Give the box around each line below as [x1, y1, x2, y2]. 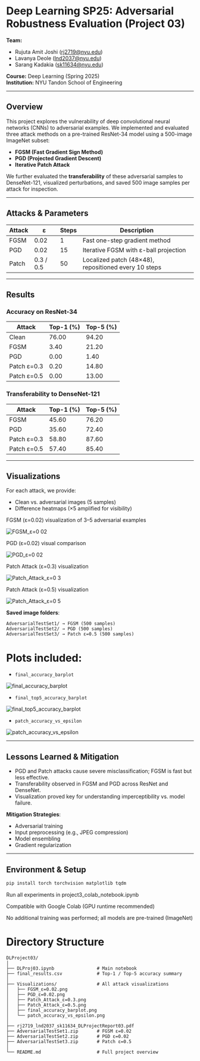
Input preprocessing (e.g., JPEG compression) [14, 829, 129, 836]
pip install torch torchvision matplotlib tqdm [6, 880, 127, 886]
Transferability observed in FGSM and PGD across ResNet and [14, 780, 168, 787]
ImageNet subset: [6, 136, 50, 144]
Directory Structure [6, 935, 105, 949]
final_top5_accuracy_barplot [14, 695, 87, 701]
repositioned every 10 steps [82, 263, 162, 271]
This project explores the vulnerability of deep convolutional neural [6, 118, 171, 125]
